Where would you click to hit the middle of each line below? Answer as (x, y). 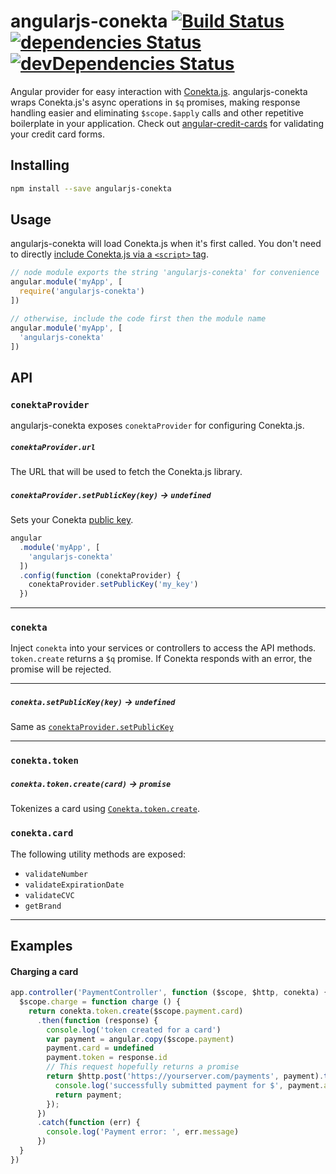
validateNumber (56, 874)
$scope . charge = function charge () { (100, 1002)
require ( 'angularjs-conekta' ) (82, 291)
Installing (40, 165)
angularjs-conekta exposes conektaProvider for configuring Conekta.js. (157, 426)
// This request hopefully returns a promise (143, 1067)
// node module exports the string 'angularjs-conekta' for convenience (165, 273)
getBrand (43, 906)
